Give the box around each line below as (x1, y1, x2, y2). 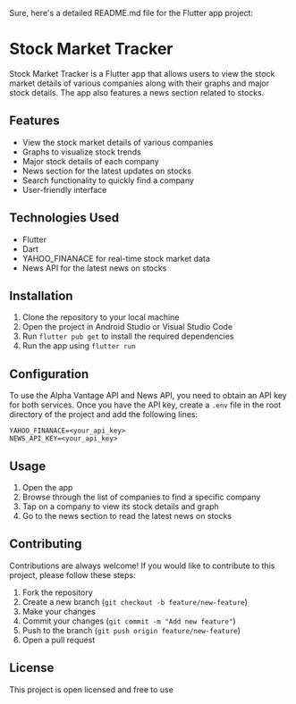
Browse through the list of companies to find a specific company (21, 491, 261, 502)
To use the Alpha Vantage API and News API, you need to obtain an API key (9, 390, 288, 401)
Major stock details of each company (21, 155, 159, 166)
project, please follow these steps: (9, 569, 136, 580)
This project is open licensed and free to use (9, 683, 174, 695)
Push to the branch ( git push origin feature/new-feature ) (21, 624, 241, 635)
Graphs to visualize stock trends (21, 147, 141, 157)
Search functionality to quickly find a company (21, 174, 195, 186)
